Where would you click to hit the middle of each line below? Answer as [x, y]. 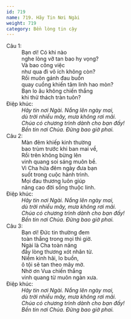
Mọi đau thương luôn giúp [54, 181]
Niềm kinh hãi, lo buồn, [50, 258]
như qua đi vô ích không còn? [59, 72]
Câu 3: [15, 226]
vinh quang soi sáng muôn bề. [59, 162]
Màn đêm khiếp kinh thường [56, 142]
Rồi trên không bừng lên [52, 156]
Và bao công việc [43, 65]
